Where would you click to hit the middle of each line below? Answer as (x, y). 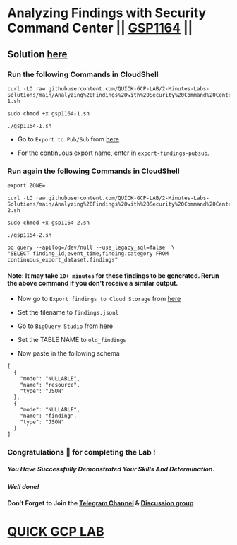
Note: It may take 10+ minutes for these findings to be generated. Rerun (114, 275)
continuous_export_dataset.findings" (63, 260)
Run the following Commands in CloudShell (83, 74)
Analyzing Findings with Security (107, 13)
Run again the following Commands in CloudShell (93, 171)
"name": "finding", (49, 416)
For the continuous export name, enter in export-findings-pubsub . (113, 153)
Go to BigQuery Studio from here (65, 326)
